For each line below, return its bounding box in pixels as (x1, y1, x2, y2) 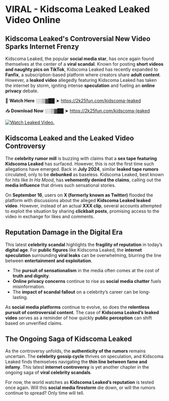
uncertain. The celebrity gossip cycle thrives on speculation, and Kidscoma (5, 354, 164, 360)
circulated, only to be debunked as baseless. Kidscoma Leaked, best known (5, 171, 164, 177)
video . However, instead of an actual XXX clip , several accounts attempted (5, 203, 162, 209)
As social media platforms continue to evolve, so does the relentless (5, 304, 150, 310)
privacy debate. (5, 88, 39, 94)
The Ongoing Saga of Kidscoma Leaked (5, 335, 132, 343)
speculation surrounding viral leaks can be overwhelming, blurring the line (5, 252, 161, 258)
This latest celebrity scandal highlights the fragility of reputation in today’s (5, 241, 163, 247)
